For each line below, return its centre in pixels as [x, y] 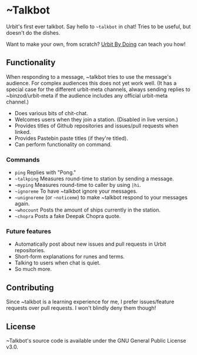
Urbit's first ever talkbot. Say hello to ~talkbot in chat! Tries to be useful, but [98, 26]
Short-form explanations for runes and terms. [70, 257]
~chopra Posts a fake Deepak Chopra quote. [68, 216]
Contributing [30, 288]
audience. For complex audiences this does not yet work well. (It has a [91, 83]
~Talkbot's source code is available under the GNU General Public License [96, 340]
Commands [23, 159]
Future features [29, 231]
